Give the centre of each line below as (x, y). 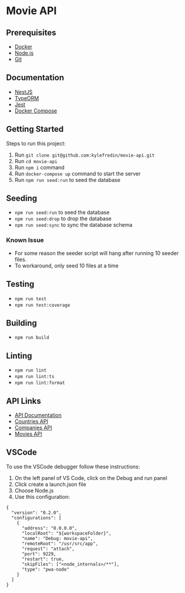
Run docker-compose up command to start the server (78, 173)
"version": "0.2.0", (36, 513)
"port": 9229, (39, 554)
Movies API (28, 433)
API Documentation (38, 415)
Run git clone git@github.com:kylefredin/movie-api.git (85, 155)
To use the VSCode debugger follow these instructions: (73, 466)
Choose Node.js (34, 491)
